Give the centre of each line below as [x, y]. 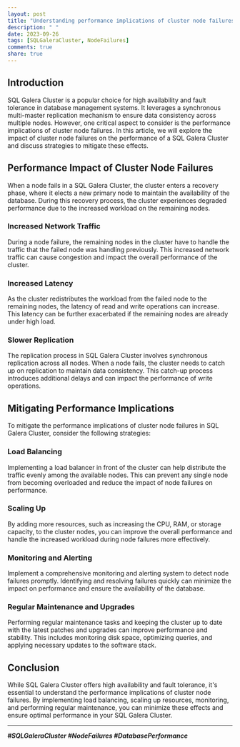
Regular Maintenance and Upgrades [71, 607]
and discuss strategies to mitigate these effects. [78, 145]
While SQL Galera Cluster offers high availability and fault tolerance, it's [112, 685]
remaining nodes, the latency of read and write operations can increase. [114, 306]
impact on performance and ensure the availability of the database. [106, 588]
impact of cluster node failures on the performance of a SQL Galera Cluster [118, 138]
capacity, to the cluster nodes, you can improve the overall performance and [120, 531]
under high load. [31, 321]
